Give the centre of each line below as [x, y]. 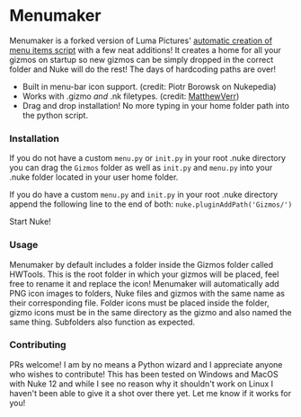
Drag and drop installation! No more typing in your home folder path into [156, 105]
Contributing [38, 345]
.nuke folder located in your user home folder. [94, 177]
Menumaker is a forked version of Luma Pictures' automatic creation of [141, 40]
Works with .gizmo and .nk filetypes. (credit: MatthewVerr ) [131, 96]
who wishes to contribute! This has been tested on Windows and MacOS [144, 374]
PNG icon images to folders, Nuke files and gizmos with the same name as [147, 293]
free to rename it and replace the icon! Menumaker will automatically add [145, 283]
